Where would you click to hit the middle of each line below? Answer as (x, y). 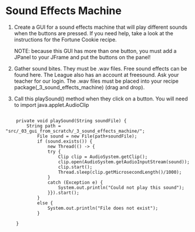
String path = (44, 126)
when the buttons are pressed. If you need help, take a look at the (94, 33)
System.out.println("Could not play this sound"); (121, 187)
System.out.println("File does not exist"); (103, 208)
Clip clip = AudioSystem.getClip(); (103, 157)
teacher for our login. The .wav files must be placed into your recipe (96, 81)
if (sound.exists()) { (65, 141)
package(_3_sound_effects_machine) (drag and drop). (79, 87)
